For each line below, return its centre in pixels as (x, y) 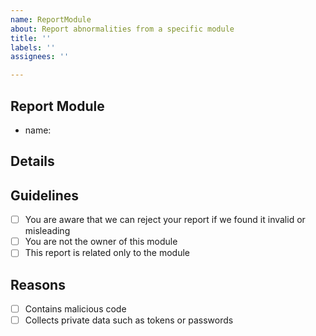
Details (32, 161)
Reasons (38, 284)
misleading (47, 231)
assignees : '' (40, 57)
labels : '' (33, 47)
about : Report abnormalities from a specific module (122, 29)
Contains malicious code (75, 309)
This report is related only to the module (107, 253)
